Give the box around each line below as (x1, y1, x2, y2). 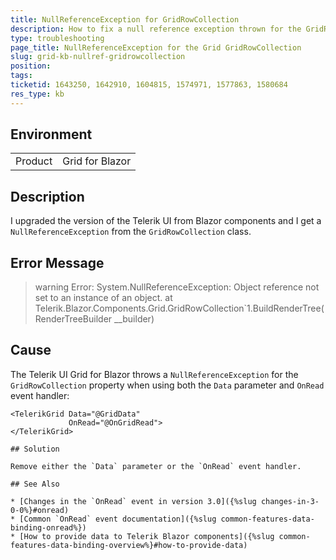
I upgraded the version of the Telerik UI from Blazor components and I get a (10, 215, 322, 227)
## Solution (10, 444, 60, 454)
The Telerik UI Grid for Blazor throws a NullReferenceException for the (10, 368, 299, 380)
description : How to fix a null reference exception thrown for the (10, 24, 302, 34)
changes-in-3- (260, 496, 320, 506)
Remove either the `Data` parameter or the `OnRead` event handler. (10, 461, 302, 471)
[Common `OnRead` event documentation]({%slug (19, 514, 217, 524)
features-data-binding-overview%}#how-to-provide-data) (10, 540, 248, 550)
